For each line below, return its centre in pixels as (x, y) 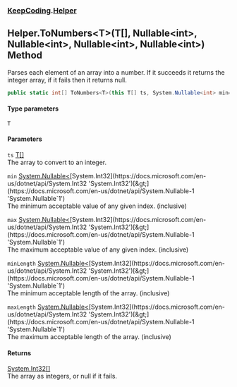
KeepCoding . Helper (42, 11)
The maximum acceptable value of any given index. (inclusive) (98, 250)
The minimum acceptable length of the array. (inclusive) (89, 293)
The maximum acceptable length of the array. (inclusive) (89, 337)
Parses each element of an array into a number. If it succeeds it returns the (116, 72)
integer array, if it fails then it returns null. (67, 80)
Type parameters (33, 109)
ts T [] (16, 155)
